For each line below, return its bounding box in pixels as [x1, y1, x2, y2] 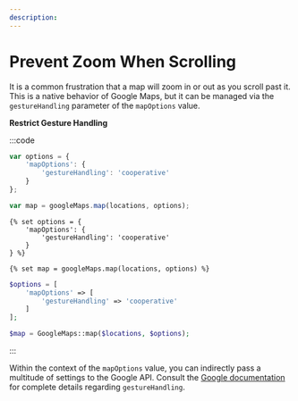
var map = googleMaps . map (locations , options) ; [9, 201, 191, 210]
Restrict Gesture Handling [9, 117, 108, 128]
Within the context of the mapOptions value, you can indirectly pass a [9, 363, 261, 373]
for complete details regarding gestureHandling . [9, 381, 185, 393]
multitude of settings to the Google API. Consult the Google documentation [9, 372, 285, 383]
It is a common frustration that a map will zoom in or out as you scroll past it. [9, 81, 291, 92]
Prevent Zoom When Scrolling [9, 51, 237, 71]
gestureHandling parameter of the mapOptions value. [9, 100, 200, 111]
